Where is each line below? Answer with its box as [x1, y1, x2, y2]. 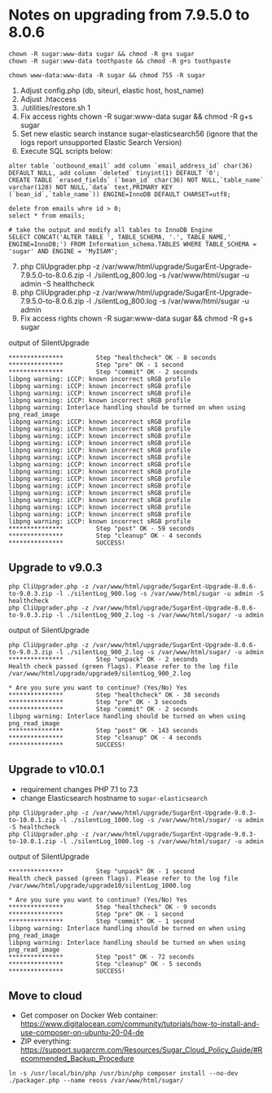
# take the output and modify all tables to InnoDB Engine [8, 225, 213, 234]
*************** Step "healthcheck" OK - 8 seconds [8, 353, 217, 361]
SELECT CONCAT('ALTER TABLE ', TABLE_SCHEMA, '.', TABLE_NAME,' [8, 233, 231, 241]
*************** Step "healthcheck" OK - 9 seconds [8, 903, 217, 911]
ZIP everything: [20, 1036, 72, 1047]
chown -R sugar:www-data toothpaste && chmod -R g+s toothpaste [8, 57, 231, 65]
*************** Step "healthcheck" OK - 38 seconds [8, 690, 221, 699]
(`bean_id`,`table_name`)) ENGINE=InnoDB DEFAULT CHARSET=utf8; [8, 190, 231, 199]
